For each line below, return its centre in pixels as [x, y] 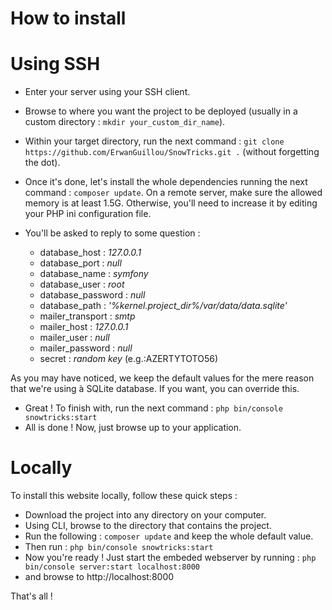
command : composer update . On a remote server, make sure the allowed [173, 193]
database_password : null [92, 295]
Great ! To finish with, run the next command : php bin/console [153, 408]
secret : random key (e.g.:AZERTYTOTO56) [129, 359]
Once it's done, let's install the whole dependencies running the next [166, 182]
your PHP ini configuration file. [88, 214]
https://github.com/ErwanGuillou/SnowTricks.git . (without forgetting [172, 152]
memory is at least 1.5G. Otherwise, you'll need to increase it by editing [171, 203]
